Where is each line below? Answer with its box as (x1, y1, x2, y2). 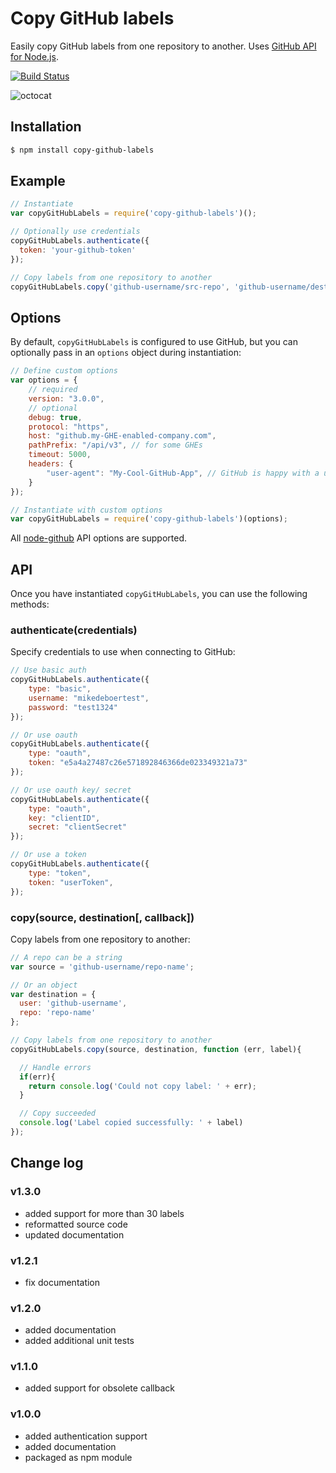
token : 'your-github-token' (19, 245, 137, 255)
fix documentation (24, 1276, 101, 1288)
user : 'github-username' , (19, 998, 128, 1009)
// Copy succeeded (19, 1108, 97, 1119)
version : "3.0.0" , (28, 393, 105, 404)
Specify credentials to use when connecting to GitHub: (10, 646, 236, 658)
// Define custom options (10, 366, 118, 376)
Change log (10, 1155, 84, 1172)
